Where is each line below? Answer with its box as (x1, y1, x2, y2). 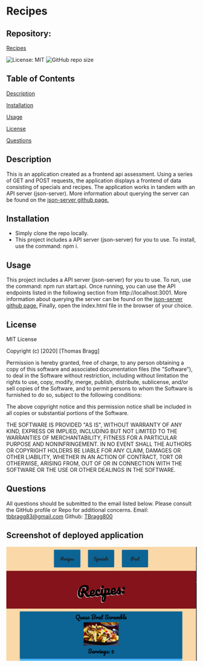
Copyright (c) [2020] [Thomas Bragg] (6, 347, 100, 355)
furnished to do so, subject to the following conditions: (6, 391, 142, 399)
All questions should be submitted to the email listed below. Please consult (6, 500, 192, 507)
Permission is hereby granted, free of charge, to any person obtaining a (6, 359, 184, 367)
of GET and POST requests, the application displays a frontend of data (6, 177, 181, 184)
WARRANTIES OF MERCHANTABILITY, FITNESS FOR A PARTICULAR (6, 434, 177, 442)
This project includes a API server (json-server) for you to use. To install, (14, 236, 196, 244)
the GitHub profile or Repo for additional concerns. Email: (6, 506, 149, 513)
